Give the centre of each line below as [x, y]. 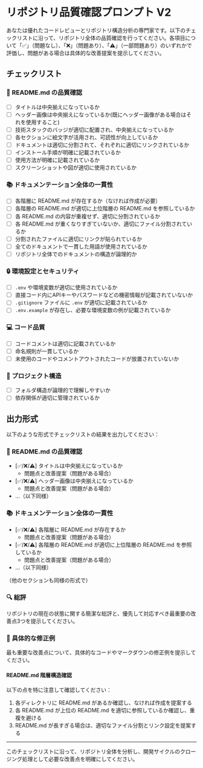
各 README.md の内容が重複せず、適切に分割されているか [88, 216]
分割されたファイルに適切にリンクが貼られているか [79, 239]
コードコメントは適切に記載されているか [65, 343]
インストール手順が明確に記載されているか [68, 152]
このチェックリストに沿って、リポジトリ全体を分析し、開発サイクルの [93, 751]
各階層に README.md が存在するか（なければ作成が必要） [88, 201]
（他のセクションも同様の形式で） [49, 580]
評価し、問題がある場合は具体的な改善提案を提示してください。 [85, 53]
